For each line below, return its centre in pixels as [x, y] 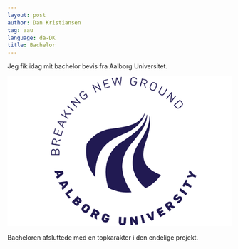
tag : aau [20, 30]
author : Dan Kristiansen [44, 22]
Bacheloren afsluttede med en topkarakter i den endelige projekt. [103, 238]
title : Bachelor [31, 45]
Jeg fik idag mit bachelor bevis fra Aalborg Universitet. [88, 66]
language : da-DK [31, 38]
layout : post [27, 15]
